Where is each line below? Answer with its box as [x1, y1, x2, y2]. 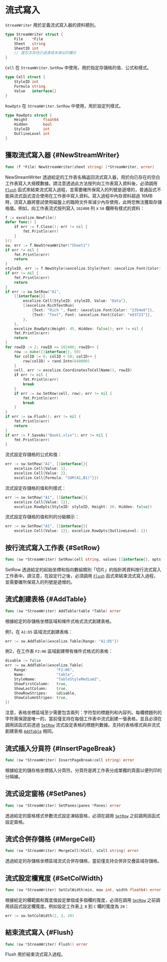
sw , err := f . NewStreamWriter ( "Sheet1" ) [5, 242, 90, 248]
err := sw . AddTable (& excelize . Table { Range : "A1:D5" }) [5, 638, 119, 644]
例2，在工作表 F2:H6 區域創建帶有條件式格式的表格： [5, 648, 113, 654]
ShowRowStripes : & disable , [14, 691, 77, 696]
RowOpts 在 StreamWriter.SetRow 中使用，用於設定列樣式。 [5, 103, 123, 109]
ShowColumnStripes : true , [14, 695, 68, 700]
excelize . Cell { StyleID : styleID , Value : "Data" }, [23, 298, 128, 304]
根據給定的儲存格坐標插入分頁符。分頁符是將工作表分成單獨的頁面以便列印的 [5, 767, 162, 773]
